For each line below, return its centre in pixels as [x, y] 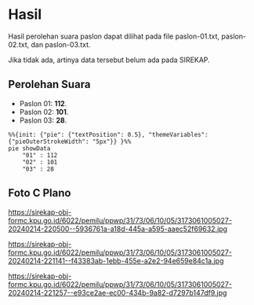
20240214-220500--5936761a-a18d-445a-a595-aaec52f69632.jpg [118, 229]
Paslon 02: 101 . [44, 112]
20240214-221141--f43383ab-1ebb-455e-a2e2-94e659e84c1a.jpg [116, 260]
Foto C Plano [40, 193]
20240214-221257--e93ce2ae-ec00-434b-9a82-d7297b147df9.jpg [118, 292]
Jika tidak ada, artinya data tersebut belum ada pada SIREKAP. [109, 60]
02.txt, [19, 44]
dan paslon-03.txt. [61, 44]
